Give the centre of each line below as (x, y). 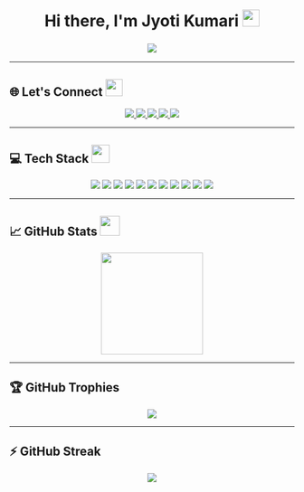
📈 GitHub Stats (53, 231)
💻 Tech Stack (49, 158)
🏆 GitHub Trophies (65, 388)
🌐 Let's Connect (56, 92)
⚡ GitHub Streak (55, 452)
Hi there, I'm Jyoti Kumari (142, 21)
